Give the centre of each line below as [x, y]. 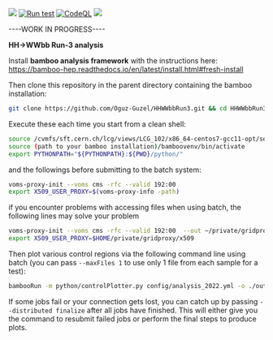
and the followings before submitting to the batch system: [105, 170]
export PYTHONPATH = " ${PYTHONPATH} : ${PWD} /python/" [96, 154]
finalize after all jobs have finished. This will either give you [157, 310]
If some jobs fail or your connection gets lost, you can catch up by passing [133, 301]
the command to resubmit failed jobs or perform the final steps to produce [133, 318]
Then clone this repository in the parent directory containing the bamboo [130, 85]
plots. [18, 327]
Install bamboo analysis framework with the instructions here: [113, 60]
